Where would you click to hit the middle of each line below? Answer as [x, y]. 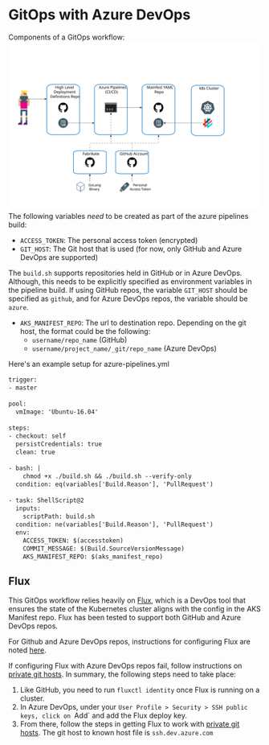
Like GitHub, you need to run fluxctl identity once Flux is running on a [140, 690]
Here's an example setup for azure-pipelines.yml [89, 364]
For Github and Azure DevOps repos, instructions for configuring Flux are [130, 642]
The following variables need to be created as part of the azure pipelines [128, 216]
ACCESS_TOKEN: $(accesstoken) [73, 541]
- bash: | [25, 468]
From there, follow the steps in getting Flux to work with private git [130, 724]
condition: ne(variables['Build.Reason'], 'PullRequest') [115, 525]
